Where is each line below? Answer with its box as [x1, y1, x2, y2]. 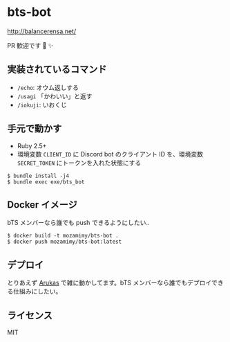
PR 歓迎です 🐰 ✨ [7, 41, 54, 49]
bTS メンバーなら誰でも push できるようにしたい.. [7, 219, 150, 227]
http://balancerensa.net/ [7, 27, 77, 35]
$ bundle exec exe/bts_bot [7, 178, 85, 186]
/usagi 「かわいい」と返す [17, 91, 93, 100]
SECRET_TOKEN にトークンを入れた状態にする [17, 159, 142, 167]
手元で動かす [7, 123, 62, 135]
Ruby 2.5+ [17, 141, 47, 150]
